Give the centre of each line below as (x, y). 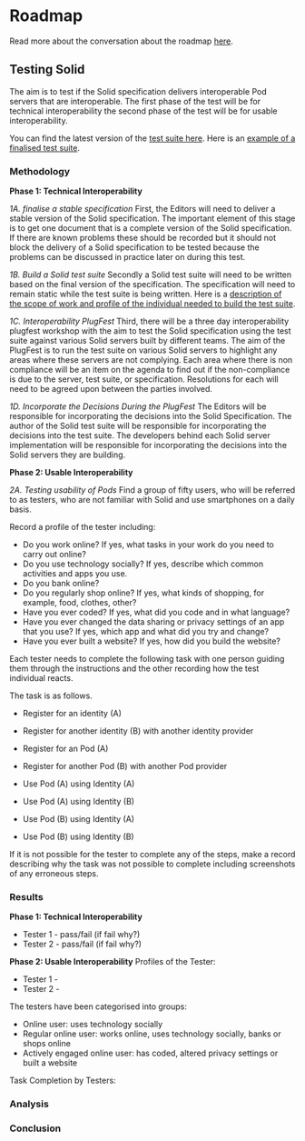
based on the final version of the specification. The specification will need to (152, 285)
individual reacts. (41, 678)
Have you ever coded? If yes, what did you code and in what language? (156, 612)
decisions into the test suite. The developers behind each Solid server (140, 435)
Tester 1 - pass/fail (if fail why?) (81, 935)
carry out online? (54, 555)
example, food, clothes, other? (79, 603)
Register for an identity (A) (72, 714)
